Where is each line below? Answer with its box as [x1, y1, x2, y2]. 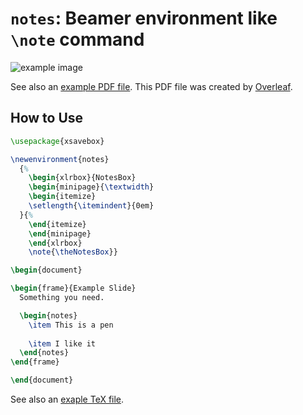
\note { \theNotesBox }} [28, 247, 118, 257]
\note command [10, 28, 145, 51]
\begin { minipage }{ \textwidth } [28, 182, 155, 192]
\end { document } [10, 375, 74, 386]
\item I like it [28, 338, 97, 349]
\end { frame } [10, 357, 60, 367]
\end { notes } [19, 348, 70, 358]
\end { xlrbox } [28, 238, 83, 248]
